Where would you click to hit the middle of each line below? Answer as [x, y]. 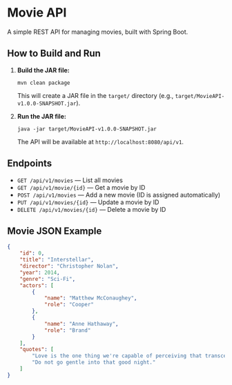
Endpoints [30, 164]
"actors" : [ [37, 285]
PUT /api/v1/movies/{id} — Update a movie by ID [88, 202]
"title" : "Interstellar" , [57, 260]
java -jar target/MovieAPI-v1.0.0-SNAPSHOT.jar [87, 129]
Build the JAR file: [43, 70]
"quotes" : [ [37, 350]
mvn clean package [43, 83]
